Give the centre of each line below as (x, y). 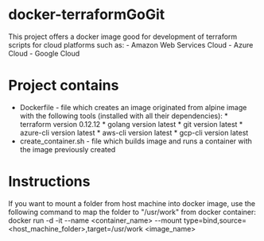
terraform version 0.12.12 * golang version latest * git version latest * (131, 124)
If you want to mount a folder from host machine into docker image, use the (132, 203)
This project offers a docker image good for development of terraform (123, 36)
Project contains (64, 86)
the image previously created (68, 149)
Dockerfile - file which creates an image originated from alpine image (133, 107)
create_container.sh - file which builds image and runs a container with (136, 141)
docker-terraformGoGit (87, 15)
